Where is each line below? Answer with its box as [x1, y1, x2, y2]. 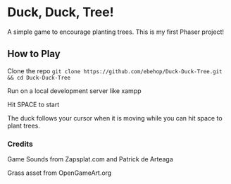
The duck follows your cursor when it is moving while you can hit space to [7, 114, 223, 122]
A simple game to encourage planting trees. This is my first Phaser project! [7, 27, 224, 36]
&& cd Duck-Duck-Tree [7, 74, 71, 81]
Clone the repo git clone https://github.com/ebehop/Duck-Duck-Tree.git [7, 66, 223, 75]
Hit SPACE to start [7, 100, 60, 109]
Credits [7, 139, 33, 149]
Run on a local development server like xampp [7, 86, 142, 95]
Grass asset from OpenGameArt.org [7, 168, 112, 177]
